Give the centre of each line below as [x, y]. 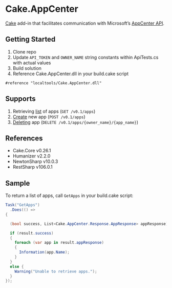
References [24, 138]
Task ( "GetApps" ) [23, 205]
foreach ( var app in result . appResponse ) [59, 243]
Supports [20, 99]
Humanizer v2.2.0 [31, 156]
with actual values [32, 63]
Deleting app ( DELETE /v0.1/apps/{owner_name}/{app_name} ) [76, 122]
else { [17, 266]
